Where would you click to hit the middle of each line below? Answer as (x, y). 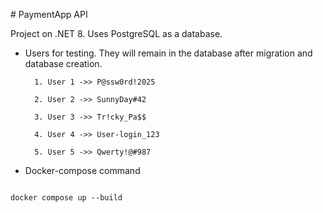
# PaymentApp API (49, 14)
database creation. (63, 63)
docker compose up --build (66, 198)
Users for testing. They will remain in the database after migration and (168, 53)
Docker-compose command (82, 170)
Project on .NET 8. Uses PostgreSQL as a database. (116, 33)
